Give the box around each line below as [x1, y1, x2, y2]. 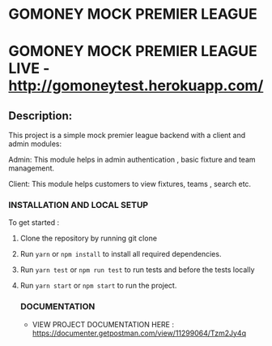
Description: [8, 109, 73, 123]
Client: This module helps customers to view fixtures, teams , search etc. [8, 179, 252, 189]
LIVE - [8, 59, 50, 78]
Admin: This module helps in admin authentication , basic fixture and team [8, 155, 257, 165]
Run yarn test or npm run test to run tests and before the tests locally [19, 265, 255, 275]
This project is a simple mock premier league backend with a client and [8, 131, 246, 141]
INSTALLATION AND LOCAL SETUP [8, 200, 148, 211]
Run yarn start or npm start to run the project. [19, 281, 177, 291]
